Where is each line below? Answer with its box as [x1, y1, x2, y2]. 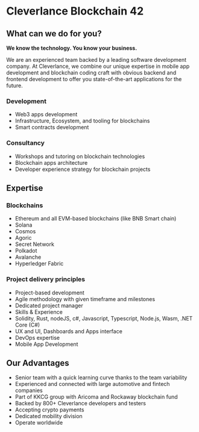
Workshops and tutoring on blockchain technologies [14, 153, 145, 160]
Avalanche [14, 253, 42, 261]
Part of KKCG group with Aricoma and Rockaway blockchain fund [14, 393, 178, 400]
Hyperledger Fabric [14, 260, 64, 267]
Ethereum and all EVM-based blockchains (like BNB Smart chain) [14, 215, 177, 222]
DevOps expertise [14, 334, 60, 341]
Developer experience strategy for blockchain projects [14, 165, 151, 173]
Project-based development [14, 289, 84, 296]
